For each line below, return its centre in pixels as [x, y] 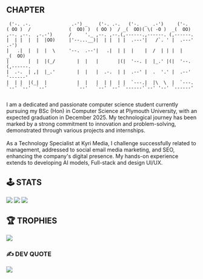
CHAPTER [26, 10]
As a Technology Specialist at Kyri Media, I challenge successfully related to [101, 143]
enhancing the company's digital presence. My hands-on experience [92, 156]
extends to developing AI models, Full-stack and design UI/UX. [85, 162]
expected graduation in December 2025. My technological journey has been [101, 117]
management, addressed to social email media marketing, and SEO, [91, 150]
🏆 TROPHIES [32, 221]
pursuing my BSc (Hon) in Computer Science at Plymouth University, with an [102, 111]
